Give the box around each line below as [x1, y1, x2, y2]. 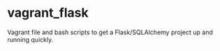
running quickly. [7, 35, 54, 43]
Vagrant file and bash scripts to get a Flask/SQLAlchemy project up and [7, 28, 213, 36]
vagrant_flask [7, 5, 89, 21]
